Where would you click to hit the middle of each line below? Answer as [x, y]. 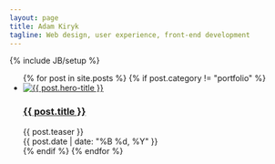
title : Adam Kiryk [44, 26]
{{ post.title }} [54, 112]
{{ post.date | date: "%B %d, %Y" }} [90, 141]
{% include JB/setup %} [55, 61]
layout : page [34, 18]
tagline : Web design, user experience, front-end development [130, 35]
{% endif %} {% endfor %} [73, 150]
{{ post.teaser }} [53, 131]
